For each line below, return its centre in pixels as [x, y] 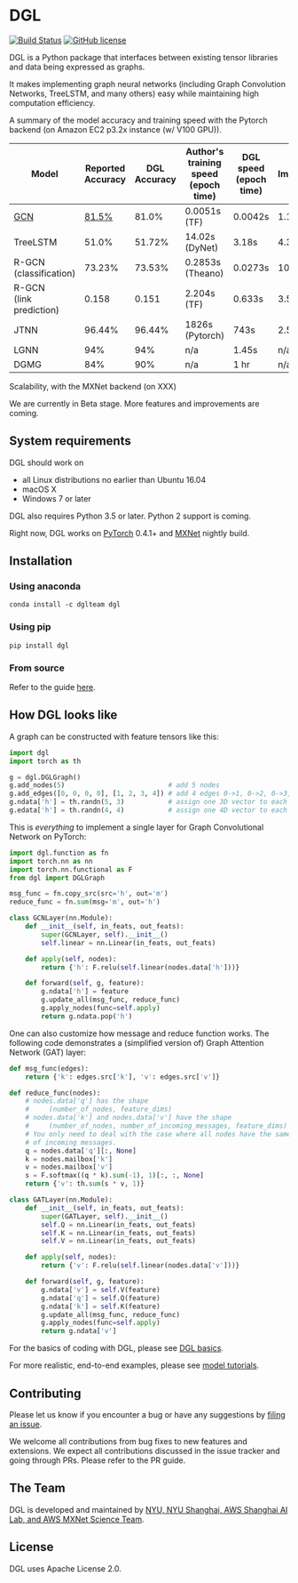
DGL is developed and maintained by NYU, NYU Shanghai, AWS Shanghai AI [149, 1509]
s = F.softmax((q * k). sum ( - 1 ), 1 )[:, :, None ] [114, 1176]
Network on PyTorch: [48, 836]
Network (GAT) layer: [48, 1052]
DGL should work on [47, 462]
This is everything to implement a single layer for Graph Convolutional [137, 827]
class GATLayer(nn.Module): [61, 1200]
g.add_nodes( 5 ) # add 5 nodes [114, 785]
